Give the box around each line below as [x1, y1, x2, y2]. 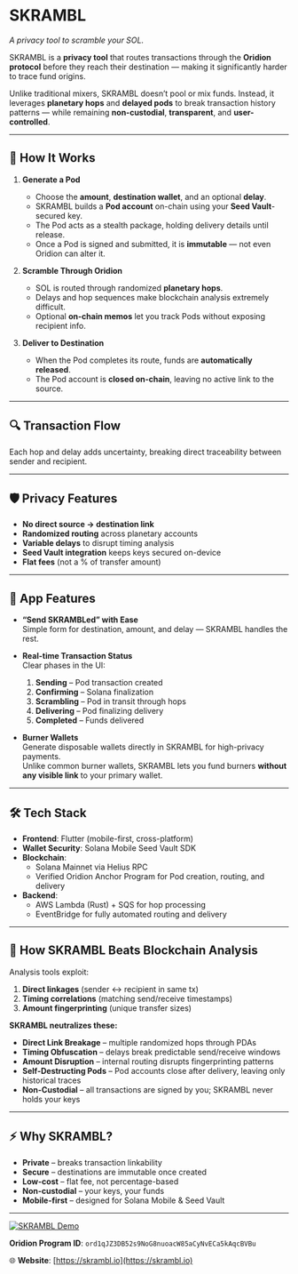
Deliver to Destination [21, 337, 105, 348]
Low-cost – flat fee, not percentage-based [21, 1175, 179, 1187]
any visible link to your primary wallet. [21, 770, 163, 781]
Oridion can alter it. [35, 248, 106, 259]
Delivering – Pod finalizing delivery [35, 706, 164, 717]
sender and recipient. [9, 455, 88, 467]
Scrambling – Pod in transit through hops [35, 696, 186, 707]
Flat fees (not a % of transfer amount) [21, 557, 161, 567]
